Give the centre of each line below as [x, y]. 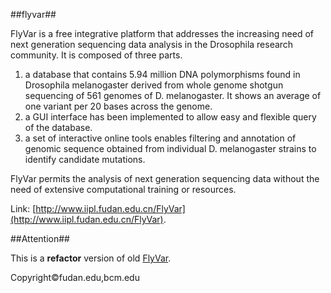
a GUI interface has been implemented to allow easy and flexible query [170, 117]
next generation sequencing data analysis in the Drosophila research [152, 44]
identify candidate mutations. [85, 159]
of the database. [58, 127]
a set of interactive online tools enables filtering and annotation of [160, 138]
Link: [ [23, 208]
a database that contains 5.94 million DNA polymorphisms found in [162, 74]
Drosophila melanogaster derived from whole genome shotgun [154, 85]
